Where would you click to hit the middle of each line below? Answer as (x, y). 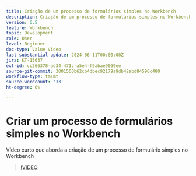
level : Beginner (26, 44)
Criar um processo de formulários (90, 122)
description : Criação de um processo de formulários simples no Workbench (99, 17)
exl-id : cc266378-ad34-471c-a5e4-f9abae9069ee (64, 66)
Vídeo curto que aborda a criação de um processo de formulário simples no (97, 150)
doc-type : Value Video (34, 50)
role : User (19, 38)
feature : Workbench (30, 28)
